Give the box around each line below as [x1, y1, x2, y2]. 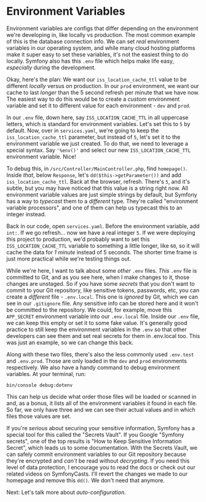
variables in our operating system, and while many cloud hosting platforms [6, 44, 196, 52]
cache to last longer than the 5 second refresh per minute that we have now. [6, 88, 200, 96]
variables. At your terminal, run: [6, 370, 86, 377]
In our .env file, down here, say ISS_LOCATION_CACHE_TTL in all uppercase [6, 114, 189, 121]
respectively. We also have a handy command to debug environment [6, 364, 180, 371]
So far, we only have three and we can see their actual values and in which [6, 406, 196, 413]
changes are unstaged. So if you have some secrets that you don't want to [6, 280, 195, 287]
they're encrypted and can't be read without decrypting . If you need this [6, 457, 190, 465]
